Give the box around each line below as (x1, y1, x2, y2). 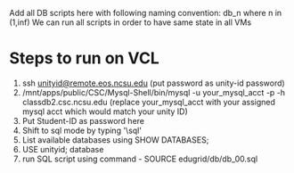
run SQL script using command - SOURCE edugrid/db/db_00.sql (21, 153, 258, 164)
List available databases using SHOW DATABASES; (21, 134, 209, 145)
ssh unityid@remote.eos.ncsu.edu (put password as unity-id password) (21, 78, 285, 88)
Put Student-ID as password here (21, 115, 145, 126)
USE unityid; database (21, 144, 104, 154)
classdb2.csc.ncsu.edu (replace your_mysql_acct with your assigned (21, 96, 276, 107)
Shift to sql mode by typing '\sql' (21, 125, 143, 136)
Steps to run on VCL (9, 48, 160, 69)
